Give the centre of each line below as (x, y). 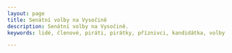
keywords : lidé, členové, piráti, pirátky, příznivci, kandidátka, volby (116, 33)
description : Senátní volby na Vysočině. (68, 26)
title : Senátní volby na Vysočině (57, 20)
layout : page (26, 13)
